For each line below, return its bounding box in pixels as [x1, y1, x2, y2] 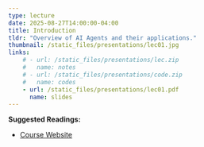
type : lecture [8, 11, 56, 20]
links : [8, 48, 30, 56]
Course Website [19, 130, 73, 140]
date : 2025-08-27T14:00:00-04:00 [8, 19, 119, 27]
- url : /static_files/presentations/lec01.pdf [22, 85, 179, 94]
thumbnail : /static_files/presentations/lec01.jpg [8, 41, 179, 49]
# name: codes [22, 78, 77, 86]
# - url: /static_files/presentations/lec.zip [22, 56, 179, 64]
